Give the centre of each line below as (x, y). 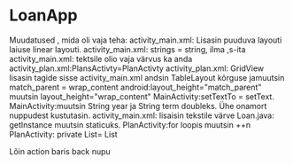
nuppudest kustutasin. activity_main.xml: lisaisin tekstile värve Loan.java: (142, 115)
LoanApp (43, 16)
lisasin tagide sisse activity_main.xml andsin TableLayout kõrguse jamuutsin (147, 77)
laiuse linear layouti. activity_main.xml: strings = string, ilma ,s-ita (127, 49)
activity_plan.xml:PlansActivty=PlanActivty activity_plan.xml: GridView (137, 68)
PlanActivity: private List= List (63, 134)
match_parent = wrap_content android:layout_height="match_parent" (135, 87)
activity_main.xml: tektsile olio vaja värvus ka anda (101, 59)
